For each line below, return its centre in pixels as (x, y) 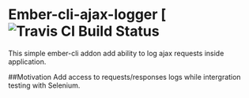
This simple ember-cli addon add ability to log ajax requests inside (116, 53)
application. (27, 62)
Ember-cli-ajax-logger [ (87, 15)
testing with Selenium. (44, 85)
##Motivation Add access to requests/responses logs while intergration (124, 77)
